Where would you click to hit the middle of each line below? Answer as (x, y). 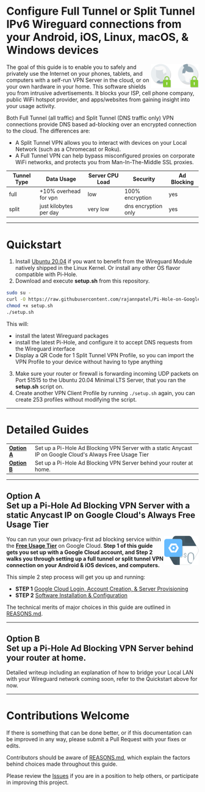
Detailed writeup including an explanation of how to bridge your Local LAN (100, 672)
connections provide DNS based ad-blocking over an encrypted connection (102, 124)
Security (144, 179)
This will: (17, 324)
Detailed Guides (48, 430)
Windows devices (52, 50)
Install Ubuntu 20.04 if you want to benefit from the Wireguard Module (104, 261)
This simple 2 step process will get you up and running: (76, 577)
